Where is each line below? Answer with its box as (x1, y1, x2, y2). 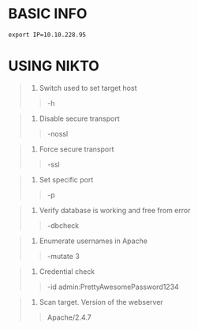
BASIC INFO (8, 5, 88, 23)
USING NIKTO (8, 57, 100, 75)
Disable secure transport (39, 114, 120, 123)
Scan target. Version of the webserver (39, 297, 163, 306)
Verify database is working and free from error (39, 205, 191, 215)
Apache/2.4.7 (47, 313, 92, 322)
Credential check (39, 266, 95, 276)
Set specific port (39, 174, 94, 184)
